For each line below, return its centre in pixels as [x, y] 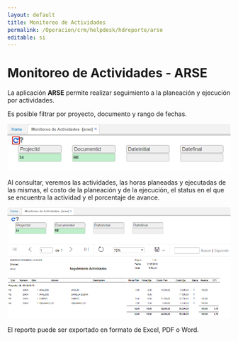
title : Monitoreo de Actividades [57, 22]
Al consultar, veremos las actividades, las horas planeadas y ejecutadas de [117, 182]
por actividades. [31, 100]
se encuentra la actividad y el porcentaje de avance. [84, 197]
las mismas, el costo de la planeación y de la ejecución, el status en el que [116, 190]
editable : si [27, 37]
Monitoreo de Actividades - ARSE [107, 73]
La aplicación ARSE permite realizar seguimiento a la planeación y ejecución [119, 93]
